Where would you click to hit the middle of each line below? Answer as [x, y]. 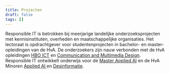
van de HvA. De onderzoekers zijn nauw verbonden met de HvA [98, 50]
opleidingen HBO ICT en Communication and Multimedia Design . [73, 55]
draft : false [19, 15]
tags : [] [15, 19]
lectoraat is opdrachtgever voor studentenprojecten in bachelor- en [76, 45]
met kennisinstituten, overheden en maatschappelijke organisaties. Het [79, 39]
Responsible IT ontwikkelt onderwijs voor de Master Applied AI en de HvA [82, 61]
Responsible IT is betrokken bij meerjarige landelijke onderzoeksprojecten [83, 34]
